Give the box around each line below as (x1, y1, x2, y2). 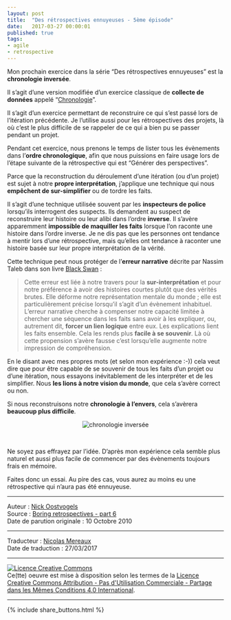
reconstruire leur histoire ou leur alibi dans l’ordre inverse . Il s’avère (7, 214, 198, 223)
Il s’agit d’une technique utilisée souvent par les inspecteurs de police (7, 200, 206, 208)
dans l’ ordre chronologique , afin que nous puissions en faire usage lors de (7, 151, 220, 159)
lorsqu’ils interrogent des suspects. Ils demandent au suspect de (7, 207, 190, 216)
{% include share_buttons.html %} (7, 606, 104, 614)
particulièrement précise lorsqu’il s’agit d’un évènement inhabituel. (23, 300, 212, 308)
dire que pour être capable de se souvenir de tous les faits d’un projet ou (7, 364, 213, 373)
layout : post (7, 10, 45, 17)
